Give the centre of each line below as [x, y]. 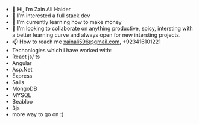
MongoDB [24, 88]
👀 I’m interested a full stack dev [51, 16]
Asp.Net [22, 70]
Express [22, 76]
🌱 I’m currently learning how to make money [67, 22]
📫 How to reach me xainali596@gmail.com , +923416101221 [86, 42]
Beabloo [22, 101]
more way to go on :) [38, 114]
